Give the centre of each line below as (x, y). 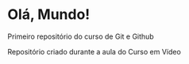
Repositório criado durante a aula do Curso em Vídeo (94, 51)
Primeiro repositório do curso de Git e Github (81, 36)
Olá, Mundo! (49, 15)
